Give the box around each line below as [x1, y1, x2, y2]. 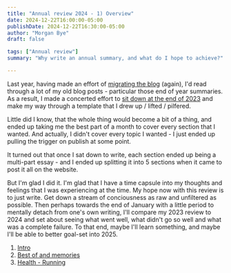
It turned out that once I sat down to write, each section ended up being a [7, 150, 217, 159]
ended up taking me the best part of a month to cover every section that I [7, 122, 216, 131]
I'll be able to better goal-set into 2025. [7, 229, 119, 238]
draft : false [7, 36, 45, 43]
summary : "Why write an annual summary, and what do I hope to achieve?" [7, 55, 224, 62]
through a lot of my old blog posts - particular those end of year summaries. [7, 87, 223, 95]
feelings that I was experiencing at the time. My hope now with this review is [7, 186, 224, 194]
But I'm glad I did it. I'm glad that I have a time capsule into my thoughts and [7, 178, 223, 187]
